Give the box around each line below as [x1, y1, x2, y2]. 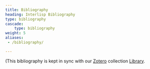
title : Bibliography [5, 7, 49, 12]
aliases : [5, 35, 24, 40]
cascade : [5, 21, 24, 26]
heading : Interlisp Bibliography [5, 12, 76, 17]
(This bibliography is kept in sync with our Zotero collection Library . [5, 58, 145, 64]
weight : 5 [5, 30, 26, 35]
